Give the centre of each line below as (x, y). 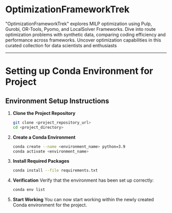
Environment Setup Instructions (57, 101)
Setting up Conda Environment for (79, 71)
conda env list (29, 190)
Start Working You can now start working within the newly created (83, 200)
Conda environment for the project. (50, 205)
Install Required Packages (41, 161)
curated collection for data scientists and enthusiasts (61, 45)
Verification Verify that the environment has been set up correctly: (83, 180)
